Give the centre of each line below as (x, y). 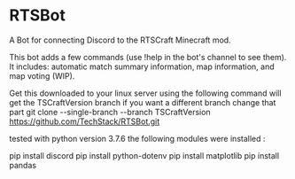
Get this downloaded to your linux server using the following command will (145, 93)
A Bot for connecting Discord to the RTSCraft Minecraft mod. (120, 40)
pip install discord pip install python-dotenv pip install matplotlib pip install (144, 155)
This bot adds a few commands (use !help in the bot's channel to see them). (148, 57)
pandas (23, 165)
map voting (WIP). (42, 75)
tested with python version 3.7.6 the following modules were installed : (137, 138)
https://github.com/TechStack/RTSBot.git (85, 121)
